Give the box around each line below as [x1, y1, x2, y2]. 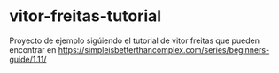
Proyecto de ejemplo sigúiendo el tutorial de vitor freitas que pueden [9, 35, 260, 46]
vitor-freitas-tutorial [9, 6, 162, 26]
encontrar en [9, 44, 57, 55]
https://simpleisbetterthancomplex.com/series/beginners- [58, 44, 270, 55]
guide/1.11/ [9, 54, 47, 64]
